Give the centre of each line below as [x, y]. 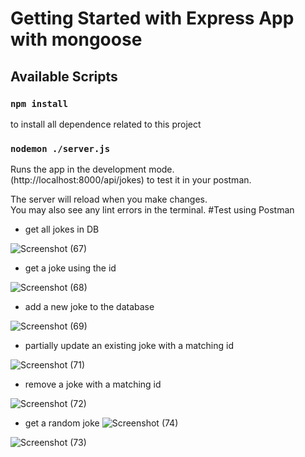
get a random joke [62, 423]
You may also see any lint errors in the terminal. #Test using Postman [152, 210]
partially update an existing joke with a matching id [129, 346]
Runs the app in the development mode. [92, 169]
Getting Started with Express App [152, 18]
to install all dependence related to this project [106, 124]
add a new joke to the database [89, 307]
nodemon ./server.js [60, 148]
